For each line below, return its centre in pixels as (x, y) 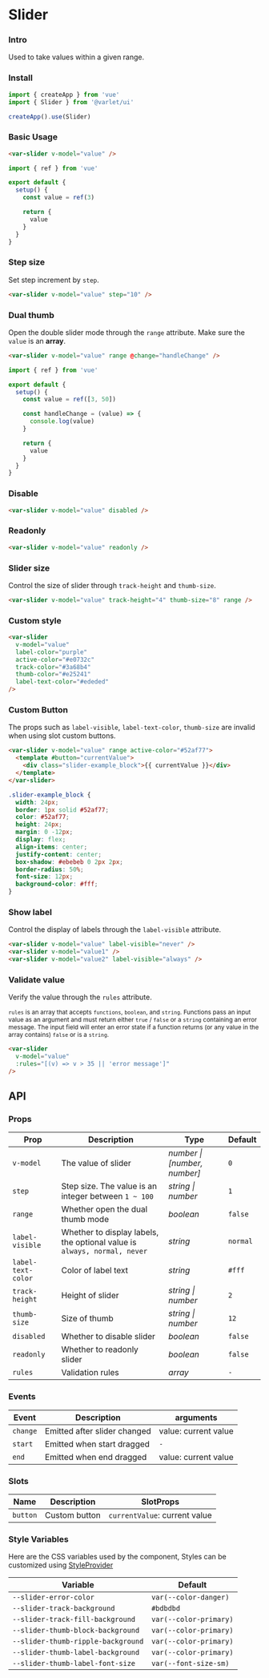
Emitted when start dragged (98, 1444)
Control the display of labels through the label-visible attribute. (115, 930)
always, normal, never (104, 1251)
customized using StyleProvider (61, 1565)
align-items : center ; (52, 847)
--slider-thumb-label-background (76, 1653)
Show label (30, 912)
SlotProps (161, 1502)
